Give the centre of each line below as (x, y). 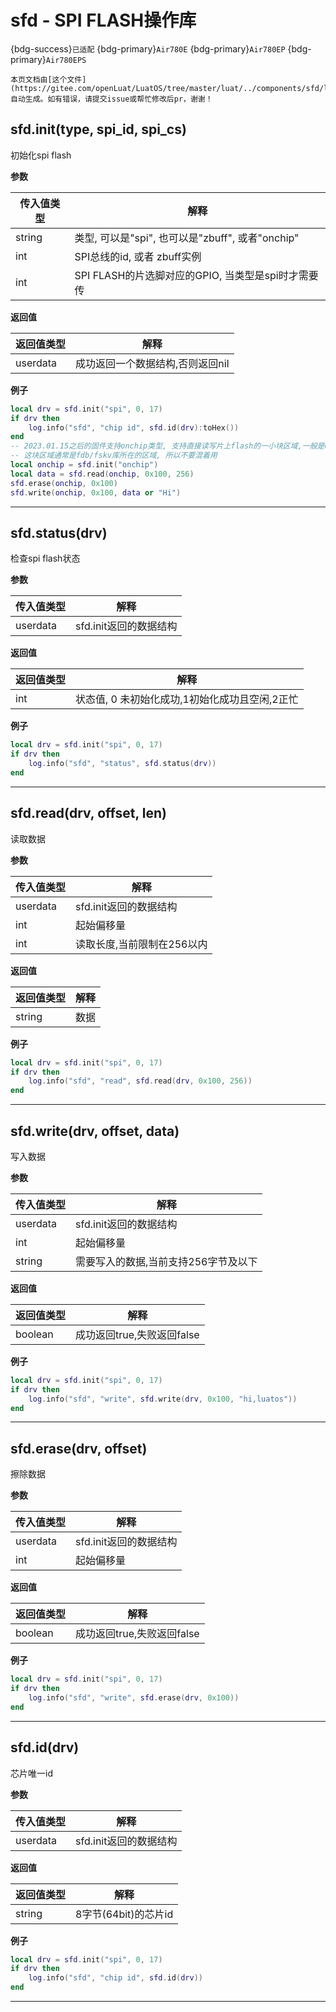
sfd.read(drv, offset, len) (88, 813)
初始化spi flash (41, 155)
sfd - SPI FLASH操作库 (103, 20)
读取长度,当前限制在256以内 (141, 944)
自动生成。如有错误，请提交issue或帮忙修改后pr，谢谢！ (111, 99)
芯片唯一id (31, 1773)
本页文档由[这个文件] (48, 79)
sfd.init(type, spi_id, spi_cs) (98, 129)
